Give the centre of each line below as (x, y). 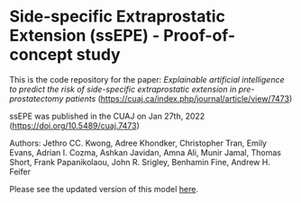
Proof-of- (200, 35)
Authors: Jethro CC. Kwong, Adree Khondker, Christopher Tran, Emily (138, 143)
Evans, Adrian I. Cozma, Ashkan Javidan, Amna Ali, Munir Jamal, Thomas (146, 152)
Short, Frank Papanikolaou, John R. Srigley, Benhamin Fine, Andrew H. (140, 162)
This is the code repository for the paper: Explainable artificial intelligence (147, 79)
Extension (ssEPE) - (85, 35)
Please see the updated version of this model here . (104, 189)
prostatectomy (36, 98)
